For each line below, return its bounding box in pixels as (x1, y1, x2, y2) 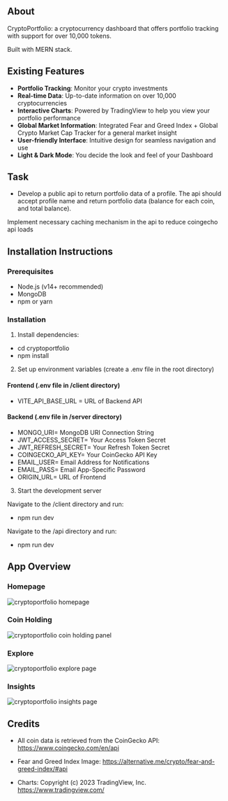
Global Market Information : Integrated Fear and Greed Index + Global (17, 121, 218, 129)
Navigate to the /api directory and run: (7, 527, 117, 535)
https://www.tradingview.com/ (17, 786, 105, 794)
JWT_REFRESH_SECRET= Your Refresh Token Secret (17, 443, 170, 452)
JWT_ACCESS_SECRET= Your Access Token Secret (17, 435, 166, 444)
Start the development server (17, 486, 102, 495)
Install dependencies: (17, 331, 79, 339)
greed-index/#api (17, 765, 68, 773)
